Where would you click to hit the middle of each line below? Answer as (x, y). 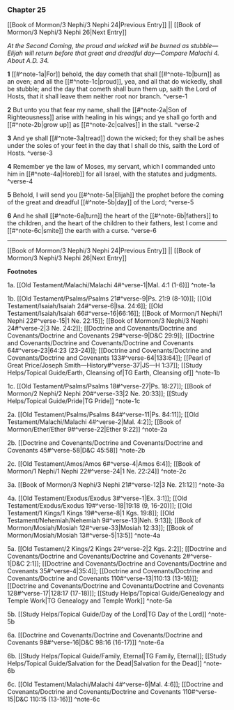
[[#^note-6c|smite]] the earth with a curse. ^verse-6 (82, 231)
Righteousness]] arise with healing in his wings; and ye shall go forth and (112, 117)
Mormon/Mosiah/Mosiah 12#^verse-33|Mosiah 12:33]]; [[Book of (100, 528)
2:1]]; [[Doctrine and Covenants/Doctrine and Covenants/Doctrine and (126, 564)
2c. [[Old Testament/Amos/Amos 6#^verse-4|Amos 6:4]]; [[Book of (104, 464)
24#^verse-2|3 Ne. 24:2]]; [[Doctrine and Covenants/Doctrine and (102, 328)
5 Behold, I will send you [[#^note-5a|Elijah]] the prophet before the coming (116, 195)
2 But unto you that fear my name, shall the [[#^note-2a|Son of (97, 110)
